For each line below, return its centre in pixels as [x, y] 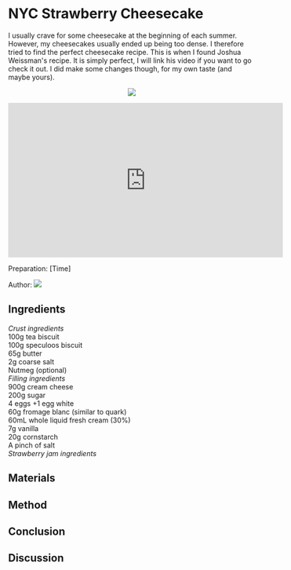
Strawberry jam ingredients [52, 453]
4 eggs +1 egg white [41, 403]
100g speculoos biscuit [45, 345]
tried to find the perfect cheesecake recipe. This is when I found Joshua [125, 52]
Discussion [36, 558]
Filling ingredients [37, 378]
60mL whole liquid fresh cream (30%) [69, 420]
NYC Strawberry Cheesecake [106, 14]
